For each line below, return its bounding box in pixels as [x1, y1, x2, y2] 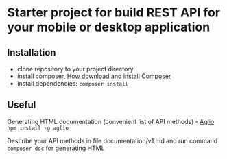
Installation [7, 47, 56, 58]
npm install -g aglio [7, 125, 69, 132]
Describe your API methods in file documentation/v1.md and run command [7, 136, 218, 145]
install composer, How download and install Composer [16, 72, 171, 80]
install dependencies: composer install [16, 79, 129, 87]
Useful [7, 99, 36, 111]
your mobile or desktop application [7, 19, 211, 35]
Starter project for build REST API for [7, 5, 221, 21]
